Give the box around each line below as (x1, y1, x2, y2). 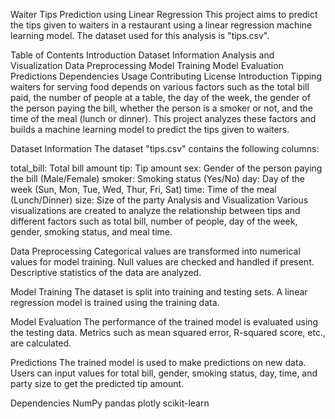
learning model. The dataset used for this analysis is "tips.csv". (10, 30, 270, 41)
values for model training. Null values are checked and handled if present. (10, 256, 315, 268)
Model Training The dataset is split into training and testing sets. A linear (10, 286, 308, 298)
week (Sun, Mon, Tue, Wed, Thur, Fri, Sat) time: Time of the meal (10, 184, 277, 195)
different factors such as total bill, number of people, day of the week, (10, 215, 298, 227)
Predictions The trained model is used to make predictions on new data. (10, 357, 307, 368)
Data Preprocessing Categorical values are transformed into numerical (10, 245, 301, 257)
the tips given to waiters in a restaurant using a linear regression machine (10, 19, 313, 31)
